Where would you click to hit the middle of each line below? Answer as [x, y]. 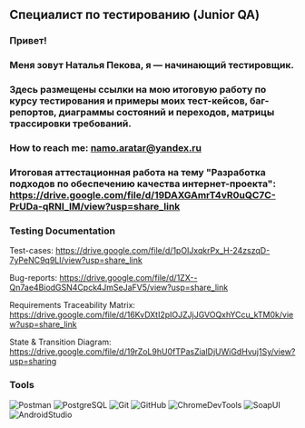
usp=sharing [33, 362]
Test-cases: [32, 251]
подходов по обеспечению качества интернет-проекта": [143, 184]
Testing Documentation [63, 231]
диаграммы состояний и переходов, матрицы [167, 113]
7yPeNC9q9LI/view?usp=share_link [76, 260]
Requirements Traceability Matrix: [73, 305]
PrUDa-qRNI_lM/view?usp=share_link [95, 206]
